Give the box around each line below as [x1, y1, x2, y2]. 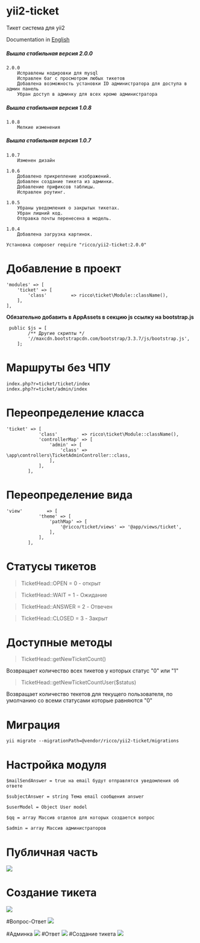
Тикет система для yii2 [6, 24, 65, 31]
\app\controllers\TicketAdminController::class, [6, 452, 131, 459]
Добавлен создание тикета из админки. [17, 178, 114, 184]
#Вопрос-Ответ [6, 918, 47, 926]
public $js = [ [8, 325, 47, 331]
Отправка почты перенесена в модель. [17, 215, 112, 221]
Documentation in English [6, 36, 70, 43]
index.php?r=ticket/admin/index [6, 386, 87, 392]
